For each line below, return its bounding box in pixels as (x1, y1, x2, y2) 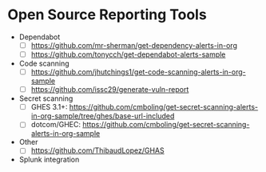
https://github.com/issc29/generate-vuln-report (30, 85, 189, 94)
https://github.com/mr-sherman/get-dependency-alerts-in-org (30, 40, 237, 50)
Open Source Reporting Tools (7, 6, 207, 24)
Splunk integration (18, 154, 80, 165)
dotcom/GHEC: (30, 120, 81, 130)
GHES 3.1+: (30, 102, 68, 112)
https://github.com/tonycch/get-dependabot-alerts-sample (30, 50, 226, 59)
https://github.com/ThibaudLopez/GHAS (30, 146, 165, 155)
